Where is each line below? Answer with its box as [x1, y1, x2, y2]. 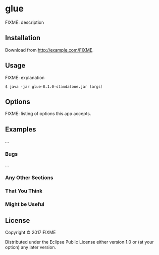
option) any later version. [5, 244, 56, 251]
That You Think [5, 188, 43, 194]
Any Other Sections [5, 174, 53, 181]
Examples [5, 125, 36, 133]
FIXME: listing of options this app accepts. [5, 111, 91, 117]
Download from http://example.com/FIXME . [5, 47, 94, 53]
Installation [5, 34, 41, 42]
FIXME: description [5, 19, 44, 25]
